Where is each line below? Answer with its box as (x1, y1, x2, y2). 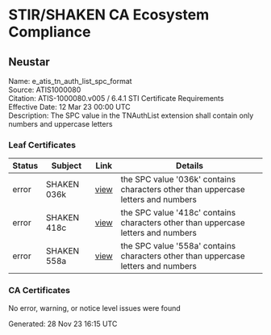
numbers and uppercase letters (8, 119, 113, 128)
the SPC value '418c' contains (120, 207, 236, 219)
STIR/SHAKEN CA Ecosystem (8, 6, 210, 24)
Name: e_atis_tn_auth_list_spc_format (8, 77, 132, 86)
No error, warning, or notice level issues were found (8, 303, 181, 312)
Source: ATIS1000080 (8, 85, 81, 94)
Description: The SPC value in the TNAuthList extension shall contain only (8, 111, 254, 120)
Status (12, 160, 39, 171)
